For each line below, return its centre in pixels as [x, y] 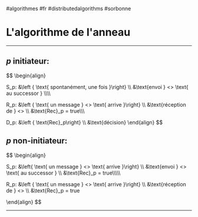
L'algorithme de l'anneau [68, 32]
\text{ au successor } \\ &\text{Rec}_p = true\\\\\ [63, 173]
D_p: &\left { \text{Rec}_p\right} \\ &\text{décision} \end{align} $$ [85, 122]
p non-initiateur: [37, 141]
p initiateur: [28, 61]
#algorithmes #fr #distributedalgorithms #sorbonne [69, 9]
